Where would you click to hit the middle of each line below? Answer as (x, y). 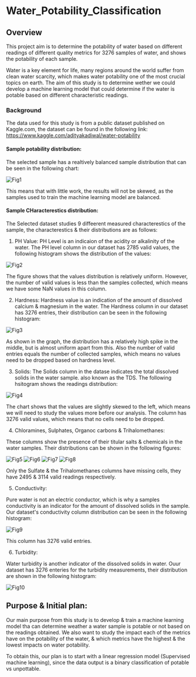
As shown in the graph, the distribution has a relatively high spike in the (92, 341)
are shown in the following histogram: (51, 576)
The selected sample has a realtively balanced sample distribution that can (96, 162)
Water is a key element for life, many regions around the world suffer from (95, 70)
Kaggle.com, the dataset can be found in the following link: (77, 129)
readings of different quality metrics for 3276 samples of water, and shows (96, 53)
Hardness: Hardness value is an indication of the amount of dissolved (98, 300)
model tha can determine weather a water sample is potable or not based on (98, 626)
